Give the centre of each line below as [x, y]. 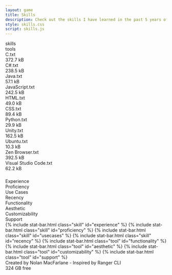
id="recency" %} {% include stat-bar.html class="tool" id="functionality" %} [86, 241]
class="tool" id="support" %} [37, 257]
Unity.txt [14, 130]
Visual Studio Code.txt [29, 163]
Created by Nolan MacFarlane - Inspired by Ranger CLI [63, 263]
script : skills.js [25, 29]
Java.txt [14, 76]
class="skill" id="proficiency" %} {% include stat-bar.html [85, 230]
